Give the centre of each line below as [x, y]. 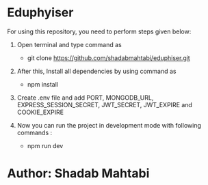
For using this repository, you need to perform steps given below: [99, 31]
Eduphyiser [40, 13]
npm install [42, 84]
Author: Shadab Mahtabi [78, 174]
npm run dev [45, 145]
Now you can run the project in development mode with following [109, 125]
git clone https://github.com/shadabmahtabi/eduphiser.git [108, 58]
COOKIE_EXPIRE [40, 112]
